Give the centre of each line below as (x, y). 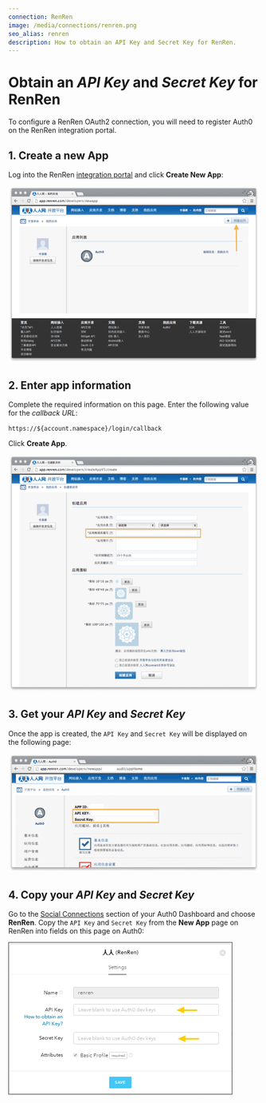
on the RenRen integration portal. (63, 130)
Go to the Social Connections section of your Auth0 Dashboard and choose (132, 914)
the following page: (40, 742)
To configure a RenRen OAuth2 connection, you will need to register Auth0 (131, 122)
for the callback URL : (43, 412)
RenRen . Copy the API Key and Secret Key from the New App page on (123, 922)
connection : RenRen (41, 17)
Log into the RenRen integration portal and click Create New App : (116, 175)
